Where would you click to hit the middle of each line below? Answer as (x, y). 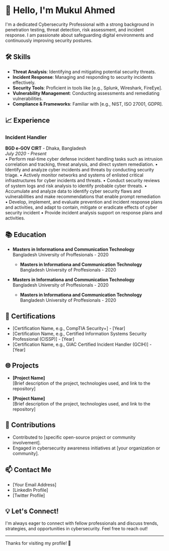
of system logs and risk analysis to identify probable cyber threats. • (76, 186)
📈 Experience (28, 121)
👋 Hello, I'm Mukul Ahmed (60, 10)
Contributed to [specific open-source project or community (74, 437)
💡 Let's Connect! (32, 511)
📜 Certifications (30, 316)
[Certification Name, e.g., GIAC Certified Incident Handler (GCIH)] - (82, 345)
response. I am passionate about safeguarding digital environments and (79, 35)
